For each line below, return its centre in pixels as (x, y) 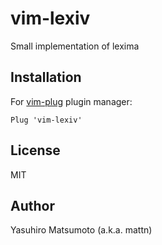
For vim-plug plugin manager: (71, 101)
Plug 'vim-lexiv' (46, 120)
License (35, 150)
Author (32, 205)
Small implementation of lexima (75, 46)
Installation (46, 77)
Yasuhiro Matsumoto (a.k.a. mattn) (81, 230)
